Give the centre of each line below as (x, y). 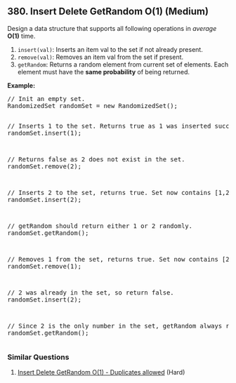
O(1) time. (21, 36)
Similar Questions (38, 357)
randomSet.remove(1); (45, 266)
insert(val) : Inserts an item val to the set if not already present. (110, 49)
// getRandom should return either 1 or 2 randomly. (100, 226)
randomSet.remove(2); (45, 166)
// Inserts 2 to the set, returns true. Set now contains (109, 193)
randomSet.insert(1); (45, 133)
